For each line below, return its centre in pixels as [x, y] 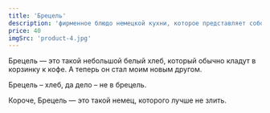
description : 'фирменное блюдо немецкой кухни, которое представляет [127, 23]
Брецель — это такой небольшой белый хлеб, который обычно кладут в [132, 61]
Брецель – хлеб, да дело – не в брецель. [78, 85]
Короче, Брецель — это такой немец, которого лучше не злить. [118, 100]
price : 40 [25, 30]
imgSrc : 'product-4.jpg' [50, 38]
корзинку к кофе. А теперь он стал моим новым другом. [105, 70]
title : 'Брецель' [37, 16]
